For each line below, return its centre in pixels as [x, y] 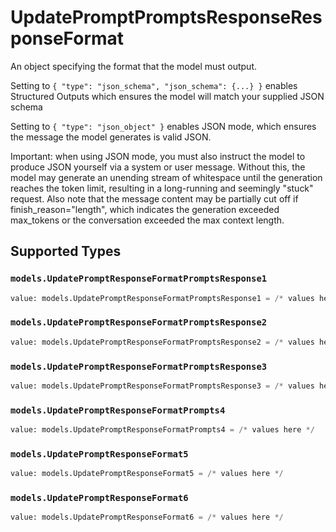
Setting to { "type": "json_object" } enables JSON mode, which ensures [163, 126]
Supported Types [66, 251]
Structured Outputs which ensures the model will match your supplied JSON [167, 96]
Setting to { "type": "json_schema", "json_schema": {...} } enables [154, 85]
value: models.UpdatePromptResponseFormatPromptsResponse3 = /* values [162, 386]
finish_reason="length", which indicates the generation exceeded [145, 209]
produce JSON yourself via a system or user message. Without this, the [158, 167]
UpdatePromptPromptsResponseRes [166, 17]
